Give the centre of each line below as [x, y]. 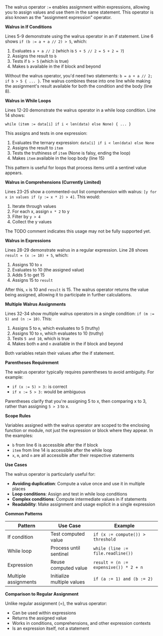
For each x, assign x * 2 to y [41, 211]
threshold [105, 539]
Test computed [68, 534]
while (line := [111, 549]
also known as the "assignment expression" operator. [58, 17]
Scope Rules [18, 416]
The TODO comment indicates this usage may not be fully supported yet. [78, 231]
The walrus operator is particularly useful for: [50, 474]
